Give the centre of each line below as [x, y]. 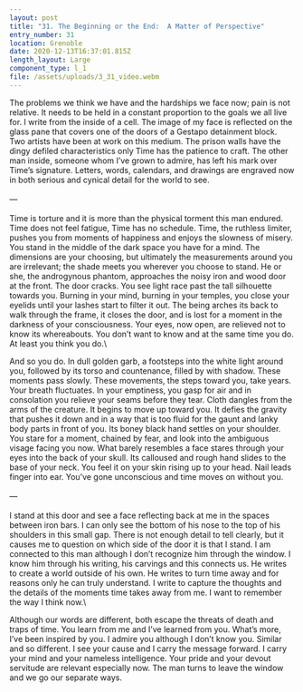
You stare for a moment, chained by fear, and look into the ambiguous [139, 438]
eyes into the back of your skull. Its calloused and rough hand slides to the [148, 457]
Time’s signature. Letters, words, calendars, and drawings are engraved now [152, 170]
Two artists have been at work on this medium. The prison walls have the [145, 141]
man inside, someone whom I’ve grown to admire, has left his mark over [143, 161]
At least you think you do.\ [58, 343]
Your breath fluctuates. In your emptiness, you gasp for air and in [130, 390]
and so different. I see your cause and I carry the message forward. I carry [148, 648]
